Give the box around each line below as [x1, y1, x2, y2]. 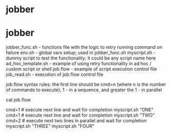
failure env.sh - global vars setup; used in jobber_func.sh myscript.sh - [6, 50, 156, 56]
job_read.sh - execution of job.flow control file [6, 71, 104, 78]
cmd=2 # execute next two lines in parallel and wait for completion [6, 118, 147, 124]
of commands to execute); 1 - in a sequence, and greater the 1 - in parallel [6, 87, 162, 93]
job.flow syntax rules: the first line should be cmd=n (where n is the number [6, 81, 166, 88]
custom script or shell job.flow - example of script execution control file [6, 66, 157, 72]
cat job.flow [6, 97, 31, 103]
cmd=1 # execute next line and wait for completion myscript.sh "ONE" [6, 107, 154, 113]
